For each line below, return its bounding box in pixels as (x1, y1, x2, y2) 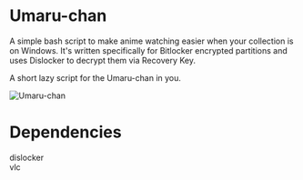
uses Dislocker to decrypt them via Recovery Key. (9, 55, 196, 65)
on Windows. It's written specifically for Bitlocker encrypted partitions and (9, 45, 288, 55)
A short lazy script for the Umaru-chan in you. (9, 72, 182, 83)
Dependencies (9, 122, 122, 143)
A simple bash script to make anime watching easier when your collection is (9, 35, 294, 46)
